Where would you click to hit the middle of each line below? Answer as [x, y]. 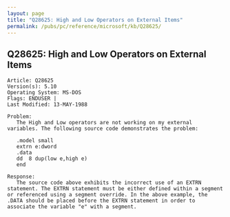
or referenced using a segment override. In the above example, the [107, 195]
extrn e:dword [36, 147]
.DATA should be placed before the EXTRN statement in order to [101, 201]
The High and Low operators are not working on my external [104, 123]
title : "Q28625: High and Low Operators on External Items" [95, 20]
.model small [35, 141]
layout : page [26, 13]
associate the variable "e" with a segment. [72, 207]
